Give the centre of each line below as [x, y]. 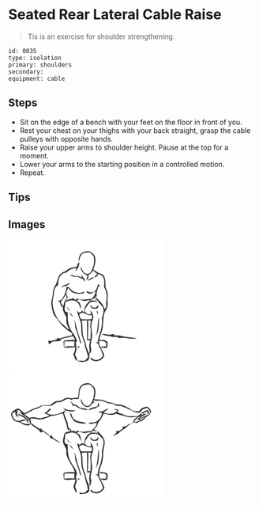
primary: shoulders [40, 65]
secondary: [26, 72]
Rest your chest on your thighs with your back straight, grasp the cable [135, 130]
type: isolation [35, 58]
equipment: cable [37, 78]
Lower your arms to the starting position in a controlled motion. [122, 164]
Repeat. [32, 173]
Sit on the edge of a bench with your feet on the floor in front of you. [131, 122]
